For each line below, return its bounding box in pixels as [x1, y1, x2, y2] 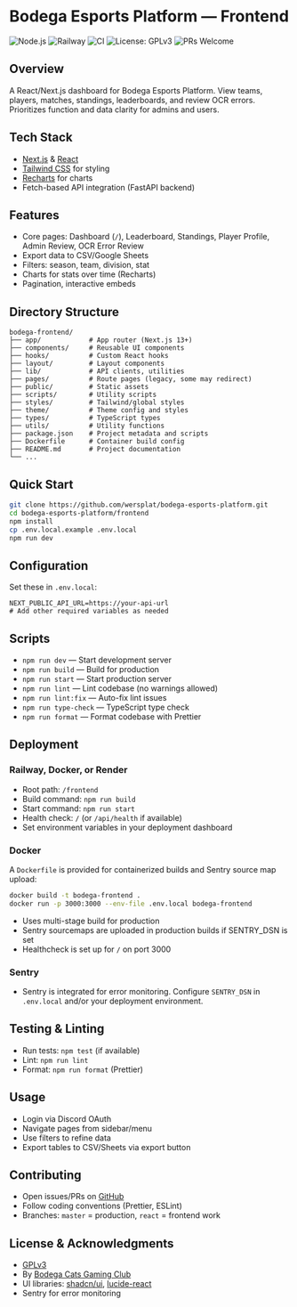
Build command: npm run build [21, 793, 136, 804]
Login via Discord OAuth [21, 1113, 112, 1124]
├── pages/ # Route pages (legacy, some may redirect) [9, 375, 253, 384]
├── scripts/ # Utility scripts [9, 390, 157, 400]
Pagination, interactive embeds [21, 279, 136, 289]
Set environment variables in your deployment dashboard [21, 822, 233, 832]
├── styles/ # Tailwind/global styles [9, 398, 185, 407]
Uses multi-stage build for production [21, 915, 160, 926]
